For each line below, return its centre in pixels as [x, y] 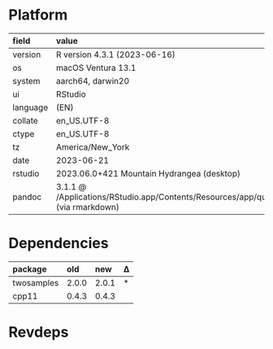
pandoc [27, 197]
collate [25, 120]
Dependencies [58, 244]
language [30, 107]
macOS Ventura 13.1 [96, 68]
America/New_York [93, 146]
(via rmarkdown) [87, 207]
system [26, 81]
